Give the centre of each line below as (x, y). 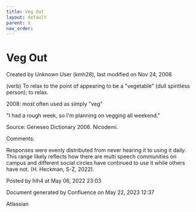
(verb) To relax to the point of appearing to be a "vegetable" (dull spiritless (98, 86)
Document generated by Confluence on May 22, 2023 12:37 (80, 192)
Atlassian (17, 204)
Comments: (20, 139)
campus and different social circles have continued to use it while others (96, 163)
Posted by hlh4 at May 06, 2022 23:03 (54, 181)
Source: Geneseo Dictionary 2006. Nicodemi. (62, 127)
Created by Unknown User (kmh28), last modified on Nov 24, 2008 (89, 75)
